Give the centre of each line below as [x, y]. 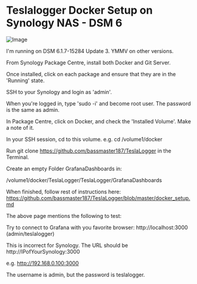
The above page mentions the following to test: [64, 216]
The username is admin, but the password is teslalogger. [76, 274]
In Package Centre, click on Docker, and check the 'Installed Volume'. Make [99, 121]
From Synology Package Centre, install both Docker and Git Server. [88, 63]
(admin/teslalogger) [30, 233]
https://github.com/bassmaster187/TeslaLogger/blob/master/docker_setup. [98, 198]
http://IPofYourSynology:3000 [43, 251]
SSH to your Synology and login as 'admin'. [59, 92]
